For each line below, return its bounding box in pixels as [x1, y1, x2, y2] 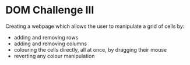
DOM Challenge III [5, 3, 94, 17]
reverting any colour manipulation [13, 52, 95, 59]
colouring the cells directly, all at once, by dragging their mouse [13, 46, 167, 53]
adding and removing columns [13, 40, 87, 47]
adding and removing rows [13, 34, 79, 41]
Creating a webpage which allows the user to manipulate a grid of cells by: [5, 23, 185, 30]
